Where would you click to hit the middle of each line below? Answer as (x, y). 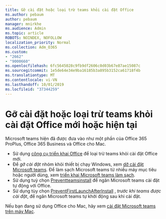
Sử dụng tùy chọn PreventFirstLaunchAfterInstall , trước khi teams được (87, 191)
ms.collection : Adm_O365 (31, 47)
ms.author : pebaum (24, 15)
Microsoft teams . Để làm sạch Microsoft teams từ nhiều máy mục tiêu (85, 170)
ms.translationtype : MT (30, 75)
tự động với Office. (32, 186)
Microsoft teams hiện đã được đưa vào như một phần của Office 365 (76, 139)
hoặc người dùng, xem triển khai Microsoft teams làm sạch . (74, 175)
